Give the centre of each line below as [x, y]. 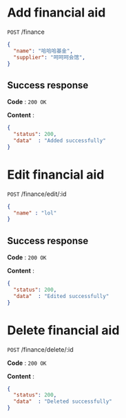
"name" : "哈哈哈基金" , [43, 51]
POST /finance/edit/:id [37, 194]
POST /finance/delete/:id [40, 349]
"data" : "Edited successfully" [61, 296]
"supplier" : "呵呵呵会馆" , [50, 57]
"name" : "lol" [35, 213]
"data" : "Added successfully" [60, 141]
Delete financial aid [63, 330]
